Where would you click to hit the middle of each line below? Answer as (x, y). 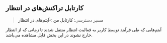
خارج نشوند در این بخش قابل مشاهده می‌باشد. (49, 35)
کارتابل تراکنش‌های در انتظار (45, 8)
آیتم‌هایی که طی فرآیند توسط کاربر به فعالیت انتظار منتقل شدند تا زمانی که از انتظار (84, 30)
